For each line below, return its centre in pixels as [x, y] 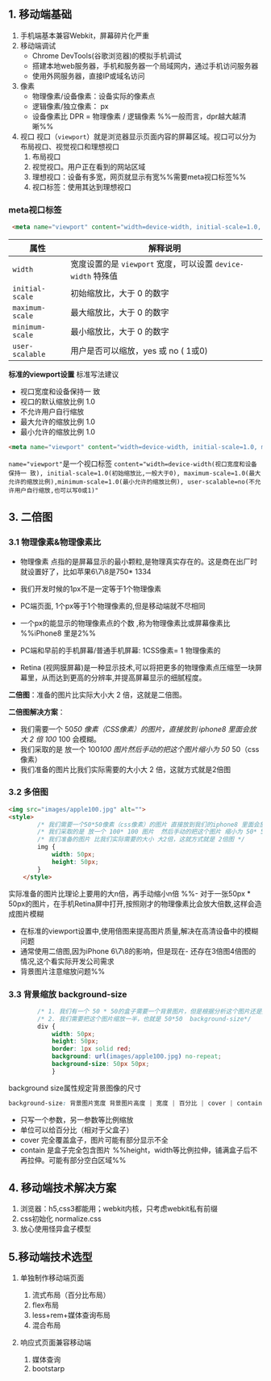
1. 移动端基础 [40, 15]
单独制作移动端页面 [52, 1278]
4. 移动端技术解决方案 [63, 1188]
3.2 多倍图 [28, 792]
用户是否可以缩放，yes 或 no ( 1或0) [139, 350]
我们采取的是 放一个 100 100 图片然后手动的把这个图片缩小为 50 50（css [140, 749]
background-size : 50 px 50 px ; [100, 1064]
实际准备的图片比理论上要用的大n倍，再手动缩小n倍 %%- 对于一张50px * [130, 893]
